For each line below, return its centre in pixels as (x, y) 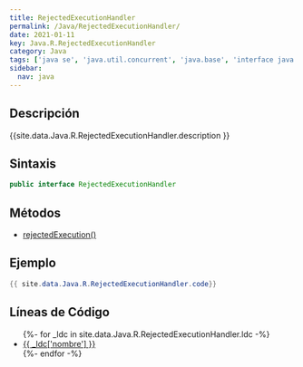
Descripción (44, 114)
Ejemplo (33, 263)
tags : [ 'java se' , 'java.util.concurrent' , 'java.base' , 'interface (142, 60)
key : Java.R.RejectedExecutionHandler (83, 43)
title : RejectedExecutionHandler (73, 18)
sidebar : (26, 69)
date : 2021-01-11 (42, 34)
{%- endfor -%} (52, 353)
